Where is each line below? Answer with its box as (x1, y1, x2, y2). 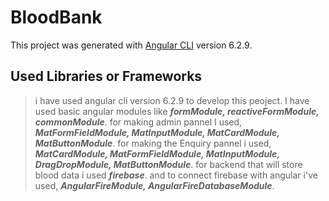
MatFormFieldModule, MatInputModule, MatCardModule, (34, 126, 280, 138)
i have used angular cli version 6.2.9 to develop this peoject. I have (34, 94, 310, 106)
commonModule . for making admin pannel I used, (34, 116, 243, 128)
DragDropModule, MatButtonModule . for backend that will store (34, 158, 303, 170)
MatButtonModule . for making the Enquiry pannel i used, (34, 137, 272, 149)
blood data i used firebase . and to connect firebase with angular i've (34, 169, 318, 181)
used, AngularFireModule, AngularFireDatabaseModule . (34, 179, 275, 191)
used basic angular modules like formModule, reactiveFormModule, (34, 105, 320, 117)
